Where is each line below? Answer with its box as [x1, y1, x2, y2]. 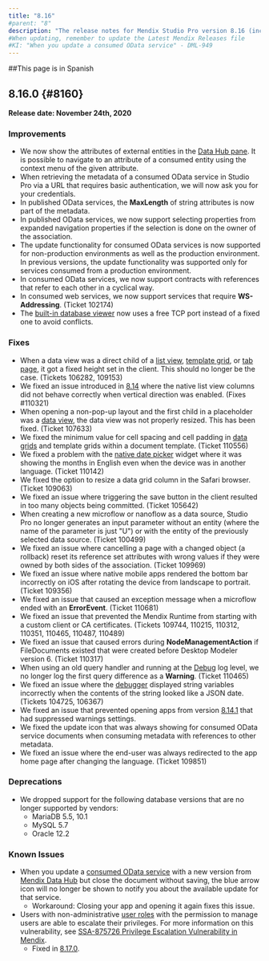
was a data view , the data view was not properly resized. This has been [19, 415, 256, 425]
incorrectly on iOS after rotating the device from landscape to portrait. [19, 577, 251, 587]
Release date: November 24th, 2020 [8, 108, 132, 117]
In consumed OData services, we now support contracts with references [19, 275, 260, 284]
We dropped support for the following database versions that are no [19, 794, 244, 804]
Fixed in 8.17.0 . [31, 944, 80, 954]
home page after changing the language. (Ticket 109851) [19, 756, 207, 766]
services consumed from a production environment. [19, 266, 192, 275]
